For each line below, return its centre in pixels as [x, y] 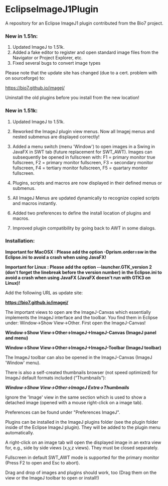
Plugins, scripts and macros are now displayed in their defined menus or [87, 183]
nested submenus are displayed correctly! [56, 137]
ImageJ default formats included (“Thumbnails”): [56, 378]
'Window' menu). [23, 362]
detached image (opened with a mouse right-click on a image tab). [74, 402]
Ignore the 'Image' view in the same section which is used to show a [76, 397]
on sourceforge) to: [25, 78]
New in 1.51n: [22, 36]
